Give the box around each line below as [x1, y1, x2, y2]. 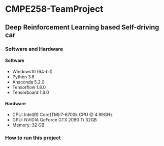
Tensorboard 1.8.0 [12, 89, 49, 95]
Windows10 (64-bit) [12, 68, 53, 74]
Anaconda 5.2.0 [12, 79, 45, 85]
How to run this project [5, 134, 61, 141]
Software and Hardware [5, 45, 63, 52]
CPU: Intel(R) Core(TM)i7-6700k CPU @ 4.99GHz [12, 112, 113, 117]
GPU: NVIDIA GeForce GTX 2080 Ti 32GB [12, 117, 97, 122]
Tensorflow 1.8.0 [12, 84, 46, 90]
